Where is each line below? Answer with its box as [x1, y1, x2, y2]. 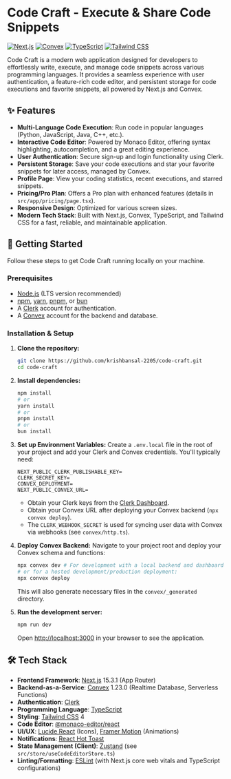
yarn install [16, 402, 55, 409]
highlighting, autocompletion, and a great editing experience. [16, 145, 190, 153]
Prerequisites [7, 273, 53, 283]
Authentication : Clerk [16, 698, 80, 707]
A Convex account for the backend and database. [16, 311, 158, 320]
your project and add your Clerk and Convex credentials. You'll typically [16, 448, 221, 456]
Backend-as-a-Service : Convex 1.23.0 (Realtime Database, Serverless [16, 683, 219, 692]
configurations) [16, 764, 61, 772]
